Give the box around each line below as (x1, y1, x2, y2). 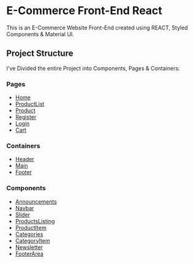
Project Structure (6, 48, 73, 59)
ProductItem (15, 224, 47, 231)
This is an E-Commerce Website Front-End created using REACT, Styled (6, 24, 188, 31)
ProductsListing (15, 217, 55, 224)
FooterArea (15, 250, 44, 257)
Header (15, 156, 35, 163)
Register (15, 113, 37, 121)
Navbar (15, 204, 34, 212)
